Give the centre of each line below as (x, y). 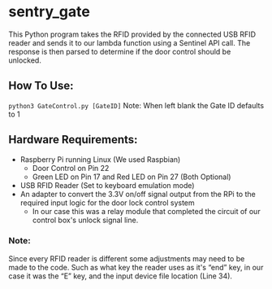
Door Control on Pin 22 (71, 168)
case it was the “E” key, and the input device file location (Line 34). (121, 276)
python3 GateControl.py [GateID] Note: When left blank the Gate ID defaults (136, 105)
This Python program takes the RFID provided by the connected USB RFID (132, 34)
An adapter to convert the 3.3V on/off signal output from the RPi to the (138, 194)
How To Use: (41, 86)
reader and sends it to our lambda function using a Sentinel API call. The (130, 42)
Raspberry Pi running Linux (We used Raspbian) (100, 159)
